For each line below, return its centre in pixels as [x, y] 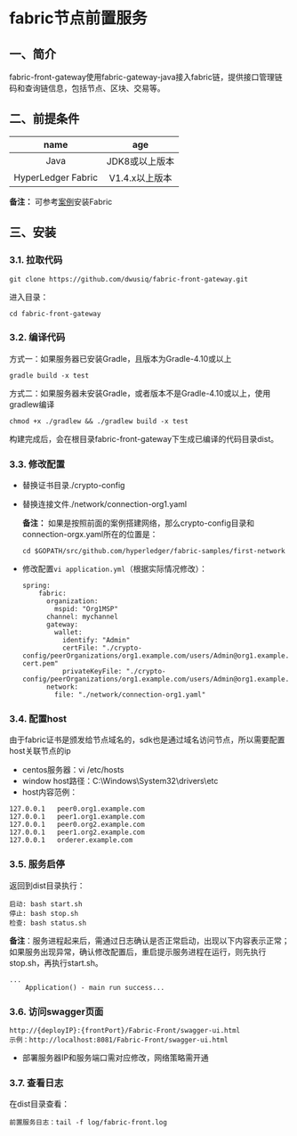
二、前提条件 [44, 119]
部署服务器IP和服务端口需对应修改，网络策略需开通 [115, 1058]
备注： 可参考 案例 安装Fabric [61, 201]
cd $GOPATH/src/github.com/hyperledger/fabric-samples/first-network [154, 552]
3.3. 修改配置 [37, 464]
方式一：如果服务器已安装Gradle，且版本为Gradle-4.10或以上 [120, 358]
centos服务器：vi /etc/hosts [73, 770]
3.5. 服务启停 [37, 864]
